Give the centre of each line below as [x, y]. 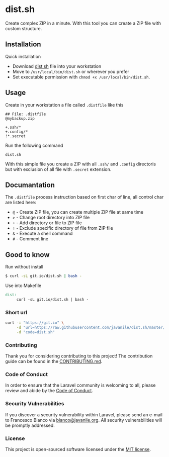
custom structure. [24, 28]
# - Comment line [30, 239]
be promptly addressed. [30, 425]
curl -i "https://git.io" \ [35, 323]
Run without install [24, 267]
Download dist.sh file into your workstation [57, 66]
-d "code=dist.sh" [36, 332]
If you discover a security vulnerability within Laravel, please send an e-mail [84, 415]
